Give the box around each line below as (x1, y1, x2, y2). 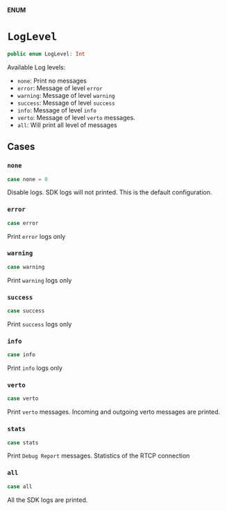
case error (7, 219, 39, 226)
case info (7, 351, 36, 358)
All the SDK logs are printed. (7, 496, 88, 504)
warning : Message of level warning (17, 91, 116, 99)
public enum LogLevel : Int (7, 50, 85, 58)
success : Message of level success (17, 99, 116, 107)
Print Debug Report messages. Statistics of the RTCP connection (7, 451, 190, 460)
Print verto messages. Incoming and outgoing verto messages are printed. (7, 408, 221, 416)
